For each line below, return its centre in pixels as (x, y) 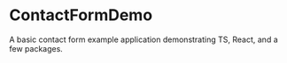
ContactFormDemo (81, 15)
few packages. (36, 48)
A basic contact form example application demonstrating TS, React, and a (144, 39)
